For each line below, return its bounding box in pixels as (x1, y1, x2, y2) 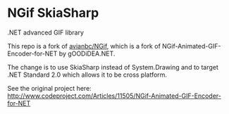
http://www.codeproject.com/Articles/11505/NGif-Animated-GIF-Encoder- (7, 91, 222, 100)
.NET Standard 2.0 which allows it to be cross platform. (7, 70, 168, 79)
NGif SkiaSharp (7, 5, 99, 21)
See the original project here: (7, 84, 92, 92)
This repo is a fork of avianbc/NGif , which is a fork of (7, 42, 161, 50)
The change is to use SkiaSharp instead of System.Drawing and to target (7, 63, 218, 71)
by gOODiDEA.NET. (58, 49, 116, 58)
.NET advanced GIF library (7, 28, 85, 37)
